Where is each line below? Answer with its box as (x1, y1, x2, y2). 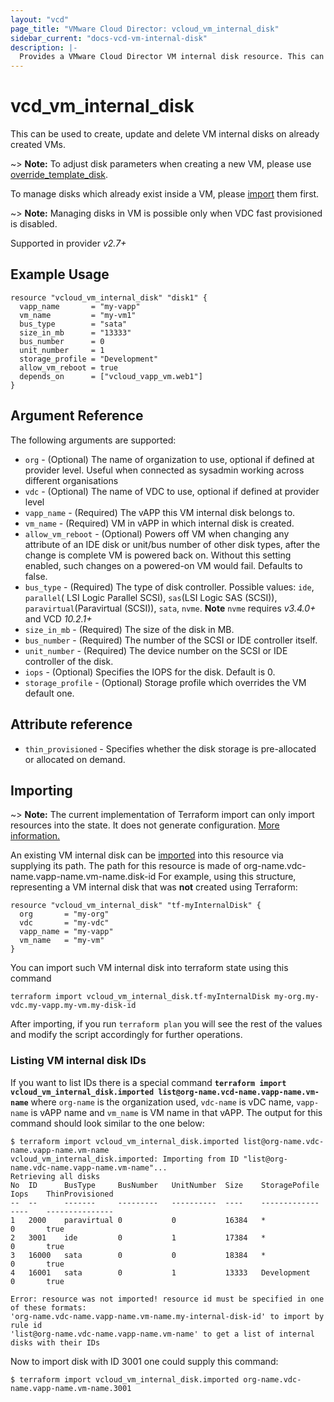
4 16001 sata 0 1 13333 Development (10, 1267, 311, 1278)
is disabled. (10, 218, 58, 230)
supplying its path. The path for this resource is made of (10, 860, 242, 872)
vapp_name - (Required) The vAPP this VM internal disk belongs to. (24, 506, 296, 518)
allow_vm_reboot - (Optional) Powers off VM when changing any (24, 527, 290, 540)
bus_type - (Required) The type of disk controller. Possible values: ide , (24, 581, 315, 593)
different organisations (24, 474, 119, 486)
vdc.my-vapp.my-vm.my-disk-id (10, 1001, 137, 1011)
